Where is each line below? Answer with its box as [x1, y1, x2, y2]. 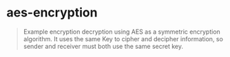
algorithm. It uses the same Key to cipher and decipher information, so [23, 34, 223, 43]
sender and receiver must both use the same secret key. [23, 42, 184, 50]
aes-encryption [6, 5, 98, 21]
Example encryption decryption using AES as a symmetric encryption [23, 27, 221, 36]
